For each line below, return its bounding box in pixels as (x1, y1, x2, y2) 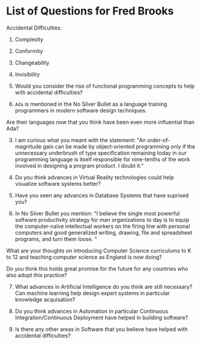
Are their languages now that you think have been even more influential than (6, 118, 195, 126)
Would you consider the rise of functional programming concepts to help (14, 82, 195, 90)
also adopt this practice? (6, 271, 67, 278)
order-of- (146, 137, 170, 144)
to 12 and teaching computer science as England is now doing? (6, 253, 162, 260)
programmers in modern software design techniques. (14, 106, 147, 114)
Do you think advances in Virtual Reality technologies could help (14, 173, 174, 181)
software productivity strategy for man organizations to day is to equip (14, 216, 190, 223)
